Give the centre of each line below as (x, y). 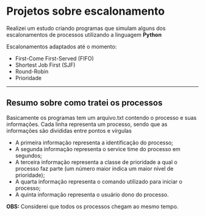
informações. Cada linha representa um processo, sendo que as (87, 124)
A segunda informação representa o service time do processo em (98, 149)
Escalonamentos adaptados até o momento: (62, 47)
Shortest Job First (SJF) (45, 65)
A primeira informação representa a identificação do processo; (94, 143)
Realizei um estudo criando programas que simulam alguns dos (86, 28)
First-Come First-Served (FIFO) (55, 58)
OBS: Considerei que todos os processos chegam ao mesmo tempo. (92, 206)
